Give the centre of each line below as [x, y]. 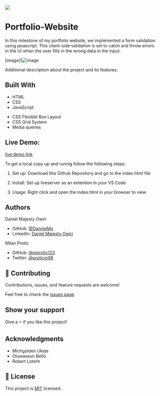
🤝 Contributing [28, 273]
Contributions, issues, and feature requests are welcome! [62, 285]
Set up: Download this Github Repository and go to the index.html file [81, 173]
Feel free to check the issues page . [40, 294]
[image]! [13, 60]
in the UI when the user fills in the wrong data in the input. [63, 51]
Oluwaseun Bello [29, 356]
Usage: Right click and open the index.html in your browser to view [79, 192]
